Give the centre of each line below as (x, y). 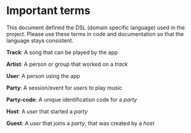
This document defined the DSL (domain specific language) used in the (96, 27)
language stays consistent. (40, 40)
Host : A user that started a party (47, 111)
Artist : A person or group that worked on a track (67, 64)
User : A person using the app (43, 76)
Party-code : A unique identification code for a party (72, 99)
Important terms (48, 11)
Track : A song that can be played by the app (62, 52)
